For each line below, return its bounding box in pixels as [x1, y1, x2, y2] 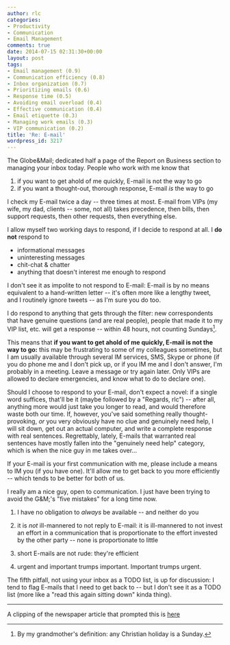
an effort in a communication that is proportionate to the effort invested [16, 528, 218, 537]
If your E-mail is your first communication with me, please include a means [7, 459, 218, 467]
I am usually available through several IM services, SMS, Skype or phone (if [7, 353, 220, 361]
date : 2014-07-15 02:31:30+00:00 [7, 49, 103, 56]
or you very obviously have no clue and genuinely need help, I [38, 417, 214, 425]
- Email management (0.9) [7, 67, 81, 74]
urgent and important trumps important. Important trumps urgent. [16, 562, 202, 570]
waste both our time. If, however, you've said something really [7, 410, 182, 418]
